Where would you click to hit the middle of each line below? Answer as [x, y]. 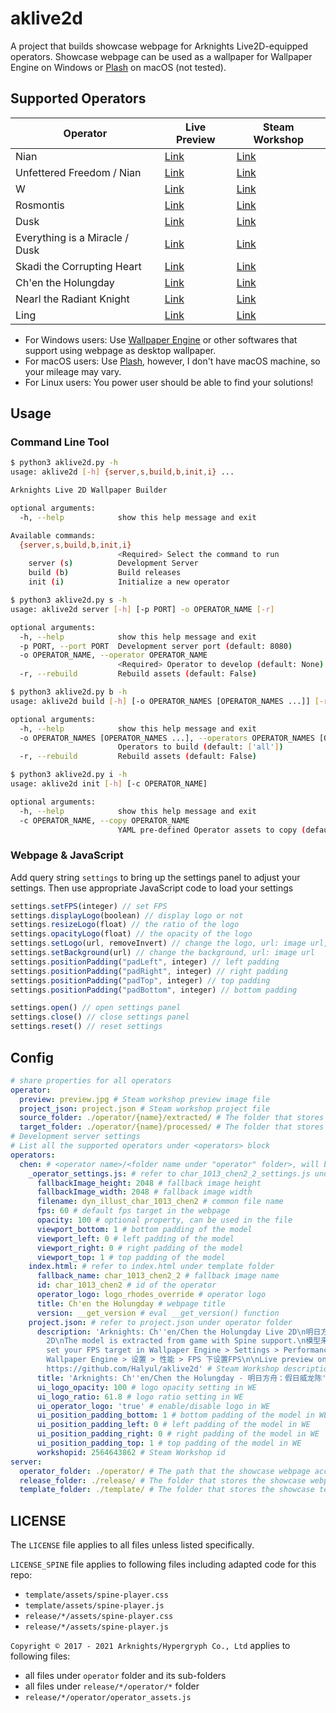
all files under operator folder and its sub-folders [125, 1676]
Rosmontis [40, 205]
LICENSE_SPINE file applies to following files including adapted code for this [163, 1564]
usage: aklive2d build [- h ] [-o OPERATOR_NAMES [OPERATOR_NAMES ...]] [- [167, 701]
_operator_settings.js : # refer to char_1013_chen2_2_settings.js [169, 1173]
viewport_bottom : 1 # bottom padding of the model [144, 1229]
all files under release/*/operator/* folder [112, 1686]
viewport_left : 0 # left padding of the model [135, 1238]
